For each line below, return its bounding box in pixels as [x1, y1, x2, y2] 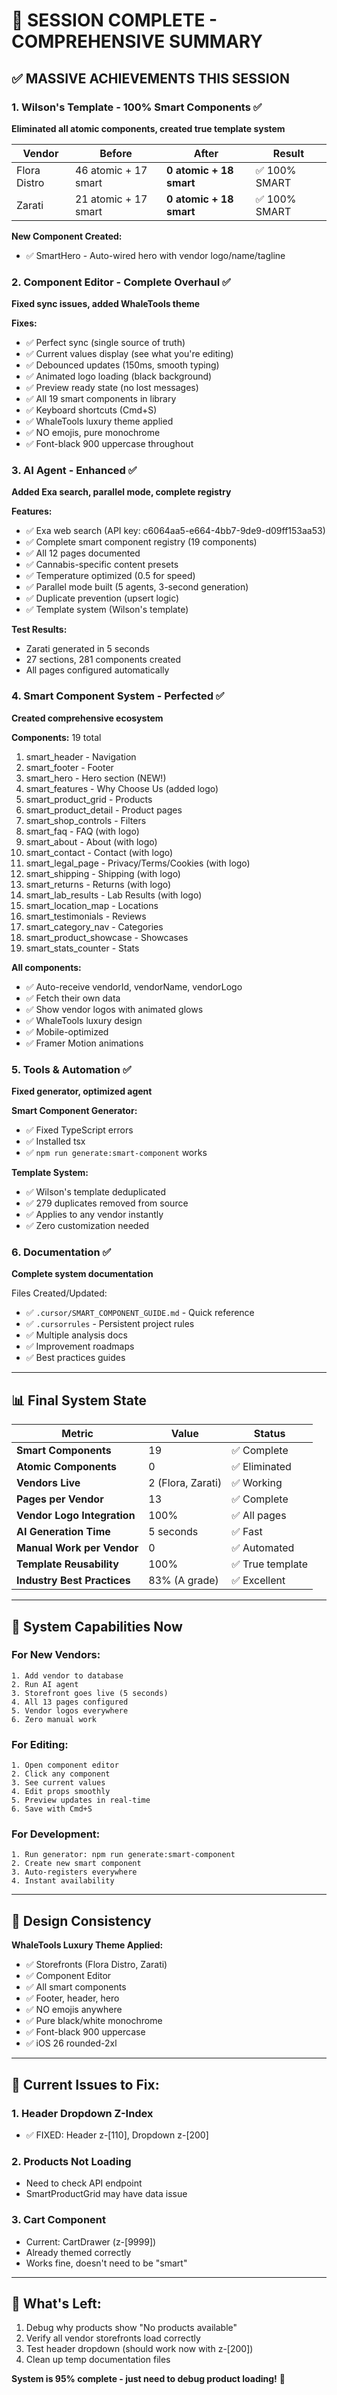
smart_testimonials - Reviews [25, 910, 147, 922]
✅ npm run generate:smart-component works [25, 1147, 208, 1159]
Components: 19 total [11, 731, 102, 743]
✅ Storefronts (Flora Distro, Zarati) [25, 1959, 168, 1971]
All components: [11, 961, 82, 973]
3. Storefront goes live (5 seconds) [11, 1688, 169, 1698]
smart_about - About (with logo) [25, 835, 158, 848]
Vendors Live [16, 1476, 81, 1490]
